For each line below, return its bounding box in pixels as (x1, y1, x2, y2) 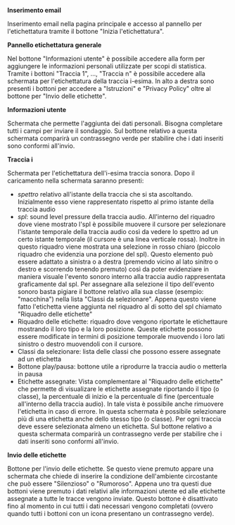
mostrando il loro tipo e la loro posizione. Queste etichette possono (17, 325, 212, 333)
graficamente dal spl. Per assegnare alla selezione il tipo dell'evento (17, 280, 215, 288)
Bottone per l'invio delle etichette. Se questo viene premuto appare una (7, 464, 214, 473)
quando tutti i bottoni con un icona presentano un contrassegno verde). (7, 509, 215, 517)
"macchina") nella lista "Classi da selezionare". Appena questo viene (17, 295, 217, 303)
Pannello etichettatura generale (7, 41, 102, 49)
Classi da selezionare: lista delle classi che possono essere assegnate (17, 347, 221, 355)
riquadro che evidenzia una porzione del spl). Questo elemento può (17, 250, 213, 258)
